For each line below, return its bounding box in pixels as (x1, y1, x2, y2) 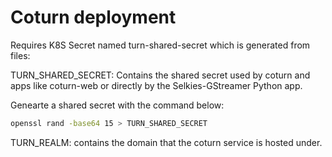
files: (10, 49, 31, 61)
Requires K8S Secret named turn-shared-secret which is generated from (10, 39, 311, 51)
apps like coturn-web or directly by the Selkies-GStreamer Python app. (10, 79, 303, 91)
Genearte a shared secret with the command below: (10, 99, 225, 111)
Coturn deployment (10, 6, 177, 29)
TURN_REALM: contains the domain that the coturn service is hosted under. (10, 136, 323, 148)
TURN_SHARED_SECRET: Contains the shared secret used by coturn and (10, 69, 311, 81)
